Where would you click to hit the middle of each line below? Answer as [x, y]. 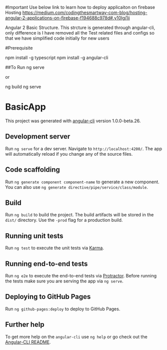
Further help [25, 325]
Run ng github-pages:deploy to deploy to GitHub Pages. [63, 309]
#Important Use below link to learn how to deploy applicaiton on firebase [80, 7]
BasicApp [25, 107]
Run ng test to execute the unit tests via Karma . [54, 248]
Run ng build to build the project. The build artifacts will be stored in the [79, 215]
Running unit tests [34, 236]
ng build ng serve [23, 87]
